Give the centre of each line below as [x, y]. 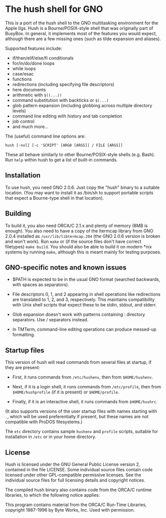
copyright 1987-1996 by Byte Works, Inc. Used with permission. [70, 510]
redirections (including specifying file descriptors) [63, 84]
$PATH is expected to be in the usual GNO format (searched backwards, [86, 280]
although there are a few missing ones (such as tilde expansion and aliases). [83, 39]
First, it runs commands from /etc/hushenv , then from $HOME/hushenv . [83, 377]
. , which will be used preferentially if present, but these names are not [77, 417]
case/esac [23, 74]
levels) [19, 111]
